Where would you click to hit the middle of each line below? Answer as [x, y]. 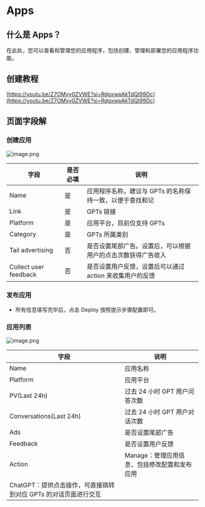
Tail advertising [31, 250]
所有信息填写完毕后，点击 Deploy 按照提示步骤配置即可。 [87, 310]
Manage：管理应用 [152, 456]
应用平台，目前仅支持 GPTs [126, 223]
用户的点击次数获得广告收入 [127, 255]
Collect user [27, 267]
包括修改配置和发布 [164, 465]
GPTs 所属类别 [108, 234]
